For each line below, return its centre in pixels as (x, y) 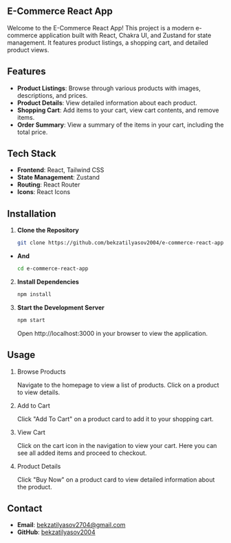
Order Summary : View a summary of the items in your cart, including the (120, 125)
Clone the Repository (48, 231)
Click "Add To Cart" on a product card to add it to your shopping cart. (115, 418)
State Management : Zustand (58, 178)
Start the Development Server (61, 307)
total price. (32, 132)
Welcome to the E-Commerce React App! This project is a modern (101, 28)
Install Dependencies (48, 282)
